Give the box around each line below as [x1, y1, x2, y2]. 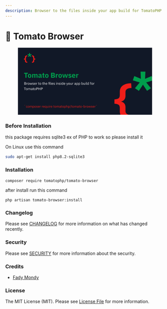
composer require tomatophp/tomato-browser [5, 179, 99, 184]
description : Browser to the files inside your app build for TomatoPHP [5, 8, 162, 13]
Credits [5, 263, 24, 270]
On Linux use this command [5, 144, 64, 150]
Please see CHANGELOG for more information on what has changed [5, 220, 148, 227]
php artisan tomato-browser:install [5, 198, 82, 203]
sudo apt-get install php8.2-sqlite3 [5, 154, 85, 159]
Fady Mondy [12, 274, 39, 280]
